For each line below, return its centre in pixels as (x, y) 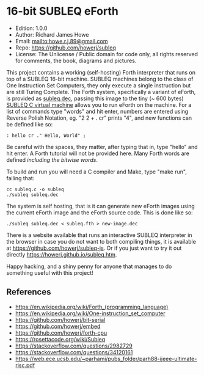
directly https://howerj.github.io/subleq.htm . (62, 254)
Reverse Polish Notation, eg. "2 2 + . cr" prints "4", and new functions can (99, 118)
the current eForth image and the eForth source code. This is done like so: (100, 213)
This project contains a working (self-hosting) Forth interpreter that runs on (101, 72)
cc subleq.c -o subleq (35, 189)
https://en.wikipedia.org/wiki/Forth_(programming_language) (92, 307)
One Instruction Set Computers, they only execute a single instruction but (99, 85)
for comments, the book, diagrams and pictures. (76, 60)
